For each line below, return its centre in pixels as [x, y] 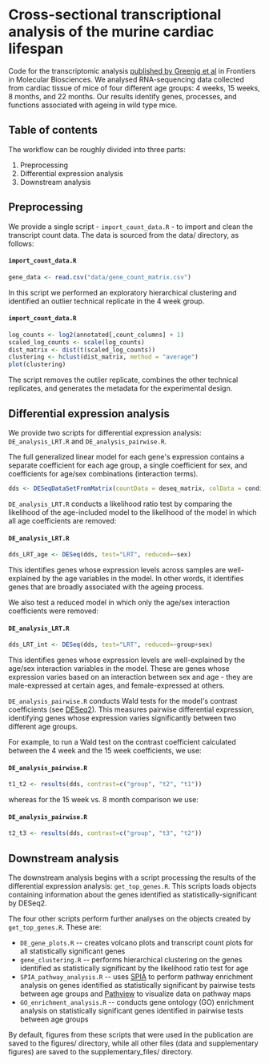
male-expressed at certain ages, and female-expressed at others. [116, 685]
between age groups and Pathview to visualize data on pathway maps [135, 994]
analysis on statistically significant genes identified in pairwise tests [132, 1011]
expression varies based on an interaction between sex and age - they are [131, 677]
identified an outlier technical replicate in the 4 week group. [106, 301]
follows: [21, 243]
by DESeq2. [28, 903]
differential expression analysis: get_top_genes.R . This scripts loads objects [132, 886]
